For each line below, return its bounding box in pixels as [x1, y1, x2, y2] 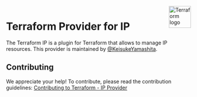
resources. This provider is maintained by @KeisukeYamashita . [6, 45, 158, 52]
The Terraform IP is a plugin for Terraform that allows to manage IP [6, 39, 168, 46]
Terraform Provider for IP [6, 20, 130, 33]
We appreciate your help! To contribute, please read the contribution [6, 78, 172, 85]
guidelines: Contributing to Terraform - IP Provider [6, 84, 128, 91]
